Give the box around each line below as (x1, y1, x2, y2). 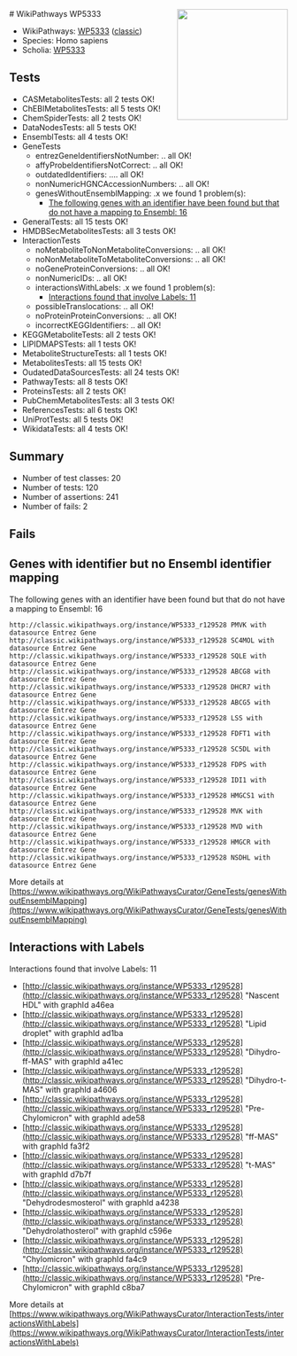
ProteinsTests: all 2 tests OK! (21, 386, 126, 396)
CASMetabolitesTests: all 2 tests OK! (21, 93, 155, 105)
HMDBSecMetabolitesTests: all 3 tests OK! (21, 225, 177, 236)
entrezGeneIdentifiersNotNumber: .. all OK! (34, 150, 192, 160)
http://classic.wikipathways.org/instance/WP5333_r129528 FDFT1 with (9, 729, 271, 738)
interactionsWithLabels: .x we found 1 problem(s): (34, 282, 216, 292)
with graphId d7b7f (21, 1169, 92, 1180)
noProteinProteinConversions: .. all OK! (34, 310, 177, 321)
